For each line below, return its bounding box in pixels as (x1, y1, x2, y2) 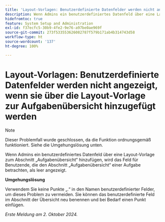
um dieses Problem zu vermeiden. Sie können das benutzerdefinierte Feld (5, 191, 155, 197)
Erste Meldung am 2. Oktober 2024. (5, 211, 78, 217)
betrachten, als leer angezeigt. (5, 167, 67, 173)
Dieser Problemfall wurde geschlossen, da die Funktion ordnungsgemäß (5, 137, 151, 142)
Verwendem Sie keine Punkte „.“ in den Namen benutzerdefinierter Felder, (5, 186, 155, 192)
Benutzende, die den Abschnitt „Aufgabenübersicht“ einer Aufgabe (5, 162, 141, 167)
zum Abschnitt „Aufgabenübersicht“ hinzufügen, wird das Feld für (5, 157, 138, 163)
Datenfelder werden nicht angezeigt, (5, 80, 158, 91)
